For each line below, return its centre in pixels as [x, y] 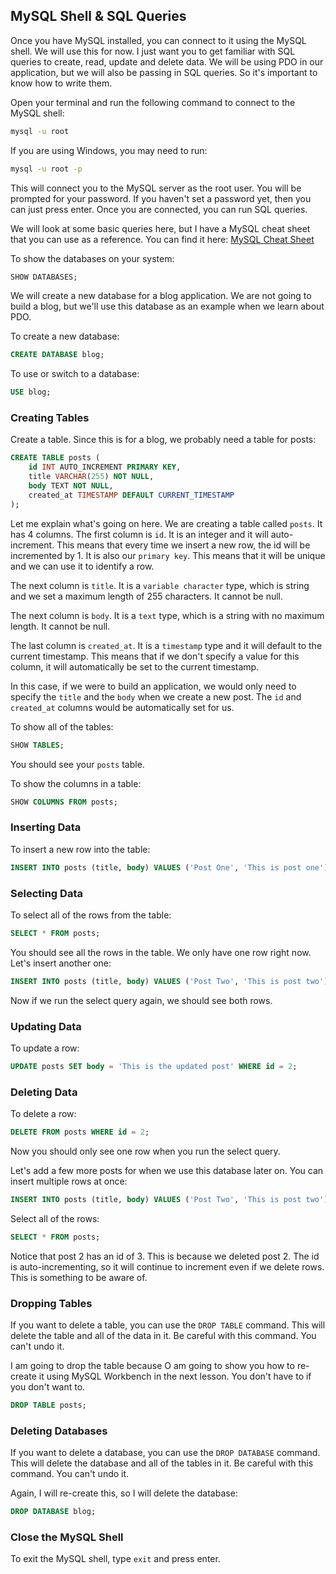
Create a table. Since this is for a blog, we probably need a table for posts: [163, 440]
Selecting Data [46, 893]
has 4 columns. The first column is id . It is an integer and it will [139, 534]
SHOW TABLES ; [37, 745]
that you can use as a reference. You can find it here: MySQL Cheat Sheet [162, 239]
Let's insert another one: [61, 963]
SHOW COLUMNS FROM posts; [64, 802]
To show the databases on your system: [92, 258]
